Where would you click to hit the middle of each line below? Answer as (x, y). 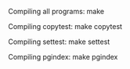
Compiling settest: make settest (59, 42)
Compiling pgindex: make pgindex (63, 57)
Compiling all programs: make (56, 11)
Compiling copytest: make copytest (65, 26)
